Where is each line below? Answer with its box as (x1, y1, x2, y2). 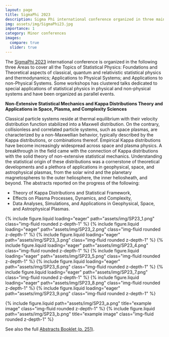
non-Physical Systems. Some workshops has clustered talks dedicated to (5, 80, 157, 86)
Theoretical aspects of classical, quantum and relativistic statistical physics (5, 69, 161, 76)
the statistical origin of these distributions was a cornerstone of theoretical (5, 158, 160, 164)
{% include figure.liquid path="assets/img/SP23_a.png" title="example (5, 300, 152, 306)
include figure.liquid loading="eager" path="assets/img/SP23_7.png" (5, 269, 148, 275)
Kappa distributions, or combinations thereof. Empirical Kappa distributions (5, 137, 161, 143)
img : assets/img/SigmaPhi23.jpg (5, 21, 73, 27)
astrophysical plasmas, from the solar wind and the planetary (5, 169, 132, 175)
